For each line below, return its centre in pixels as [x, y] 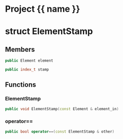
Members [20, 49]
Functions [21, 85]
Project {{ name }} [43, 9]
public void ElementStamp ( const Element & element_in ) [62, 109]
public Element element [29, 61]
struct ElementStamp [49, 32]
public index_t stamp [27, 69]
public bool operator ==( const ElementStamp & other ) [60, 131]
